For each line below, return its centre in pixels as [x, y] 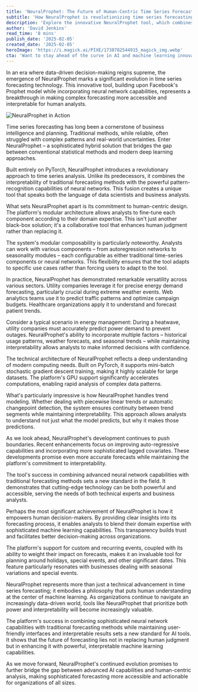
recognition [20, 188]
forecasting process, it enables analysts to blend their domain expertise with [99, 524]
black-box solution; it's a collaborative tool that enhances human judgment [97, 225]
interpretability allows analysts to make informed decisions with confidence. [98, 347]
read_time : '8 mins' [32, 34]
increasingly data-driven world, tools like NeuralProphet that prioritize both [97, 603]
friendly [16, 633]
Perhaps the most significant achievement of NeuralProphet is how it [90, 511]
